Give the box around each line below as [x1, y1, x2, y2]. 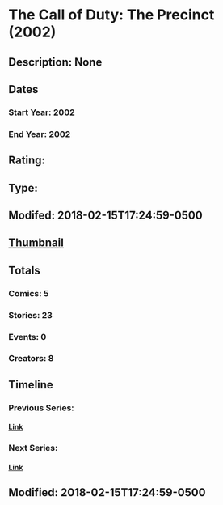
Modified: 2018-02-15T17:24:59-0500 [8, 486, 206, 499]
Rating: [8, 154, 46, 168]
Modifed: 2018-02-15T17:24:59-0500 [8, 208, 204, 222]
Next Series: [8, 443, 58, 454]
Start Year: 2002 [8, 107, 75, 118]
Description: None [8, 55, 103, 69]
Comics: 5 [8, 287, 49, 299]
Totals [8, 263, 40, 277]
